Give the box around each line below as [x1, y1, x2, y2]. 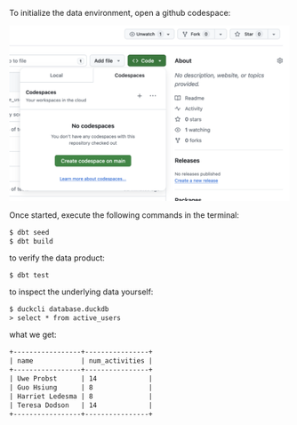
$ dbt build [9, 237, 53, 246]
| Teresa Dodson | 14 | [9, 401, 153, 410]
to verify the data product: [9, 253, 105, 263]
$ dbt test [9, 271, 50, 280]
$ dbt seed [9, 229, 50, 237]
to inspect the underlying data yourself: [9, 286, 154, 297]
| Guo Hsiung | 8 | [9, 383, 153, 392]
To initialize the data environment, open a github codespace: [9, 8, 231, 18]
